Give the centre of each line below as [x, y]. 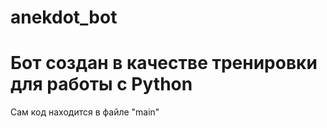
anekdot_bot [64, 17]
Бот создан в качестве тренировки [164, 63]
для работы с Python [101, 84]
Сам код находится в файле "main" [85, 112]
